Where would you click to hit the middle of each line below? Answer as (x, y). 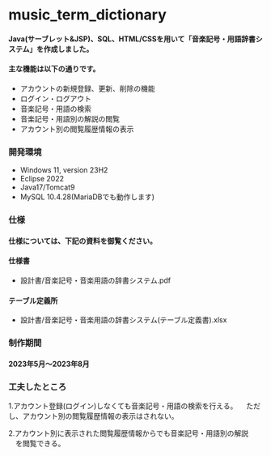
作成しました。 (68, 49)
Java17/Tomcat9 (47, 187)
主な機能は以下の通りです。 (54, 69)
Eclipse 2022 (42, 179)
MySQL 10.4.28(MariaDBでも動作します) (87, 197)
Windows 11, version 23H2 (64, 170)
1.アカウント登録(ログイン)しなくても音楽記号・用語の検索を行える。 (123, 406)
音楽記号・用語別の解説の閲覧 (70, 118)
